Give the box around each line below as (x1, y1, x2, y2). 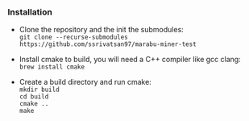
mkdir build (19, 86, 60, 94)
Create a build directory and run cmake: (19, 77, 152, 87)
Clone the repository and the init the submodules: (19, 25, 185, 35)
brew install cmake (19, 63, 85, 71)
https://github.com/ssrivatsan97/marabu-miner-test (19, 40, 197, 48)
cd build (19, 93, 49, 101)
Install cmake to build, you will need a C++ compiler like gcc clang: (19, 55, 241, 65)
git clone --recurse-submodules (19, 33, 128, 42)
